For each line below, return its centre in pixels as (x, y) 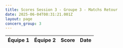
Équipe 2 (45, 40)
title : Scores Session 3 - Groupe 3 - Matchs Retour (61, 10)
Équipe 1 (19, 40)
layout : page (19, 19)
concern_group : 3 (23, 24)
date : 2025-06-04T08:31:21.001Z (39, 14)
